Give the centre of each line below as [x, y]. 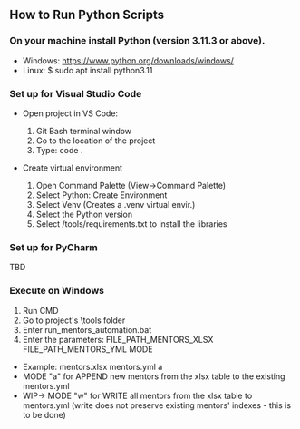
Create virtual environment [73, 168]
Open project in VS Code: [70, 113]
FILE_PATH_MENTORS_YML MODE [87, 349]
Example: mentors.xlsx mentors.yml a [92, 366]
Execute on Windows [57, 291]
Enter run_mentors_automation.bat [87, 329]
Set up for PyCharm [53, 247]
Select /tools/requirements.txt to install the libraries [131, 224]
